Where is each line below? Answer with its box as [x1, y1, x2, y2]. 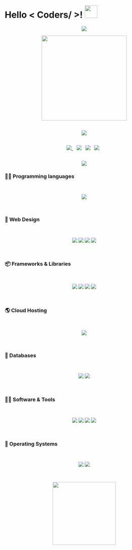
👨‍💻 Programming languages [5, 173, 75, 180]
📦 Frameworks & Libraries [5, 260, 71, 267]
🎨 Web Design [5, 216, 40, 223]
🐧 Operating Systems [5, 440, 58, 447]
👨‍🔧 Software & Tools [5, 396, 55, 403]
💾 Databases [5, 352, 36, 359]
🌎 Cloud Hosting [5, 307, 47, 314]
